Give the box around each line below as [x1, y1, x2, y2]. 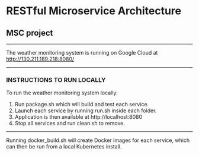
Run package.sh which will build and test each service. [14, 101, 149, 108]
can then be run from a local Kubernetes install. [6, 143, 122, 150]
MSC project [6, 28, 53, 38]
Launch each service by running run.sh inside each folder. [14, 107, 157, 114]
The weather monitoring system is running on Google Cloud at [6, 49, 158, 56]
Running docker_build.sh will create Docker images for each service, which [6, 137, 190, 144]
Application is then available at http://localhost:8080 [14, 113, 143, 121]
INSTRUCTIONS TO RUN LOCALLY [6, 75, 106, 84]
